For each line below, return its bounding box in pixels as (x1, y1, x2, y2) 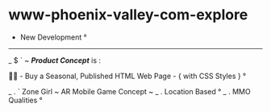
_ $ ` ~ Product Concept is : (8, 55, 101, 65)
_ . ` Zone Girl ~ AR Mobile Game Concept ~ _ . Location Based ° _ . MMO (8, 86, 252, 96)
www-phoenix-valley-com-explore (8, 6, 248, 24)
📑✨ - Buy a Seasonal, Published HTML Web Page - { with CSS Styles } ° (8, 71, 247, 81)
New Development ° (19, 32, 87, 42)
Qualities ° (8, 95, 43, 105)
